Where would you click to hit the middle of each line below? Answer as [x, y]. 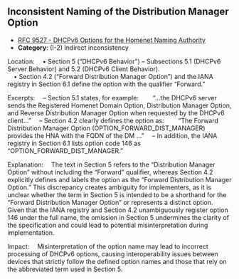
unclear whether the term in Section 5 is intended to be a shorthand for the [117, 194]
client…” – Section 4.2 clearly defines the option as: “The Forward [113, 120]
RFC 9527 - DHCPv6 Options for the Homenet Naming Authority [112, 40]
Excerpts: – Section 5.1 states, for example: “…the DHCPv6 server [112, 98]
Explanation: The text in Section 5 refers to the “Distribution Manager [111, 164]
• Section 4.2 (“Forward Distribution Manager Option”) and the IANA [113, 76]
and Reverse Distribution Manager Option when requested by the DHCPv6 [116, 112]
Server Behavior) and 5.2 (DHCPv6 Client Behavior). [84, 69]
